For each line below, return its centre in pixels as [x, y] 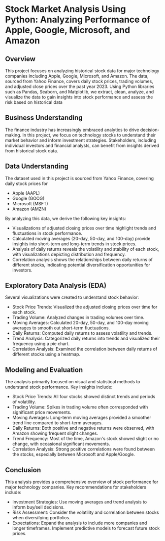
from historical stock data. [32, 151]
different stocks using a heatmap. [46, 354]
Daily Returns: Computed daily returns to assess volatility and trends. [82, 333]
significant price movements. [42, 412]
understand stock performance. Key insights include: [59, 387]
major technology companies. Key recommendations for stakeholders [76, 487]
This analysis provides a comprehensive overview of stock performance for [82, 482]
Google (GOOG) [28, 198]
